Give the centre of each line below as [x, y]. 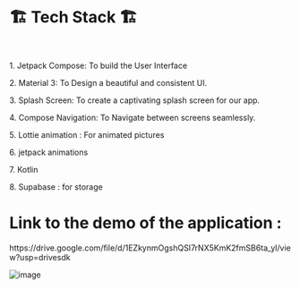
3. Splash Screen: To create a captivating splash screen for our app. [135, 100]
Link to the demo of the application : [146, 223]
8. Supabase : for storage [56, 187]
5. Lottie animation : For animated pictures [87, 134]
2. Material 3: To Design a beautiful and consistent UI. [108, 82]
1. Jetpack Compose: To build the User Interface [99, 65]
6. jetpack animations [49, 152]
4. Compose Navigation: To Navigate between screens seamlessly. [133, 117]
